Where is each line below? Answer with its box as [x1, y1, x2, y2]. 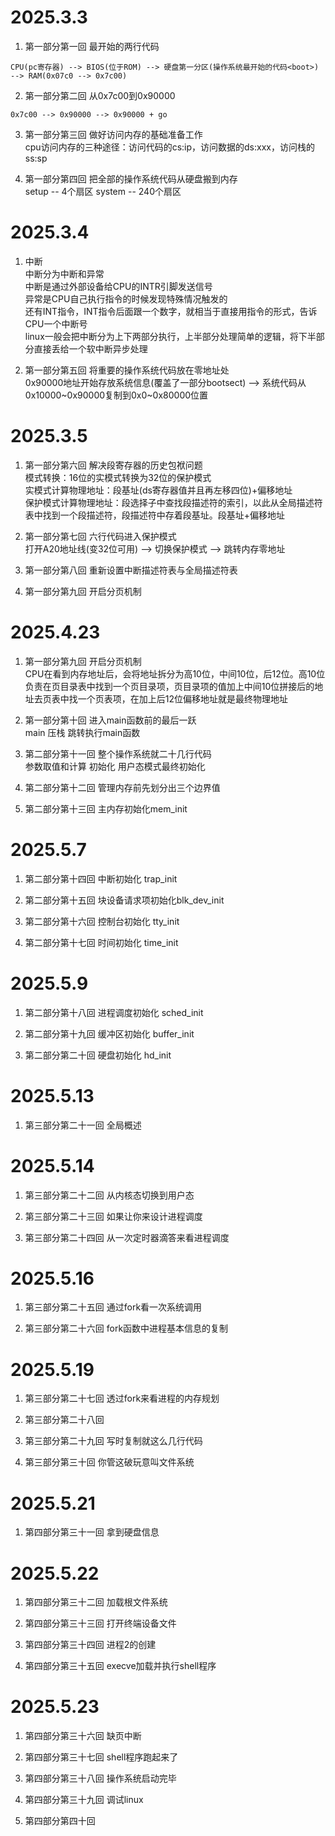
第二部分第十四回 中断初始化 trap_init [24, 872, 178, 885]
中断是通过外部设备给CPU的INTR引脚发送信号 [24, 280, 213, 292]
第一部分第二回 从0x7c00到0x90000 [24, 89, 176, 101]
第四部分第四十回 [24, 1815, 96, 1827]
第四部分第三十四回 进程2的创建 [24, 1639, 157, 1651]
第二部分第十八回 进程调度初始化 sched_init [24, 1006, 204, 1018]
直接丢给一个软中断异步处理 [33, 342, 148, 355]
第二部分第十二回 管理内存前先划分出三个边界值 [24, 781, 221, 793]
